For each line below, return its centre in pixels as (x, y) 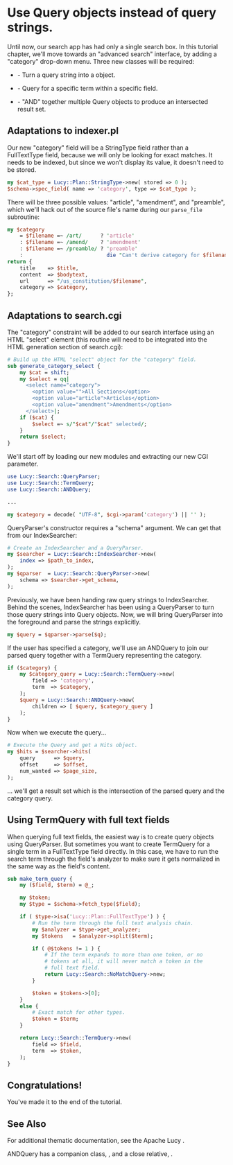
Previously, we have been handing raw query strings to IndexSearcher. (108, 599)
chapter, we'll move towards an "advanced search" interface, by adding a (112, 54)
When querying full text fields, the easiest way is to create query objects (111, 836)
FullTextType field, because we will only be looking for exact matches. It (110, 155)
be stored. (22, 169)
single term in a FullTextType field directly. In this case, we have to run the (113, 851)
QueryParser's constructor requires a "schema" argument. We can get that (114, 527)
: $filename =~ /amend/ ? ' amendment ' (80, 243)
